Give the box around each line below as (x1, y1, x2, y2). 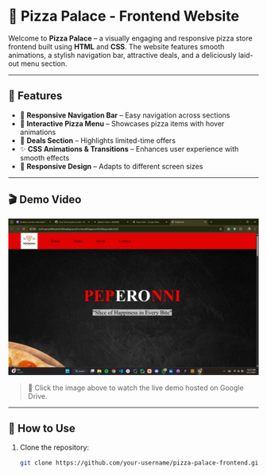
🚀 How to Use (8, 421, 75, 435)
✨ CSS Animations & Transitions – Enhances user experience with (19, 144, 239, 153)
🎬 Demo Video (8, 193, 82, 207)
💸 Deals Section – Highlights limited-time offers (19, 135, 176, 145)
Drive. (27, 391, 48, 400)
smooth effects (19, 153, 70, 162)
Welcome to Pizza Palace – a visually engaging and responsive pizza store (8, 33, 253, 43)
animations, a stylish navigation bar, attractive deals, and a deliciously (8, 50, 237, 60)
